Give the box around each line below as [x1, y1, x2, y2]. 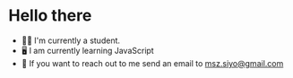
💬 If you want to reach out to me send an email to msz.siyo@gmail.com [21, 57, 284, 68]
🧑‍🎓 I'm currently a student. [21, 35, 121, 46]
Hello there [8, 5, 92, 26]
